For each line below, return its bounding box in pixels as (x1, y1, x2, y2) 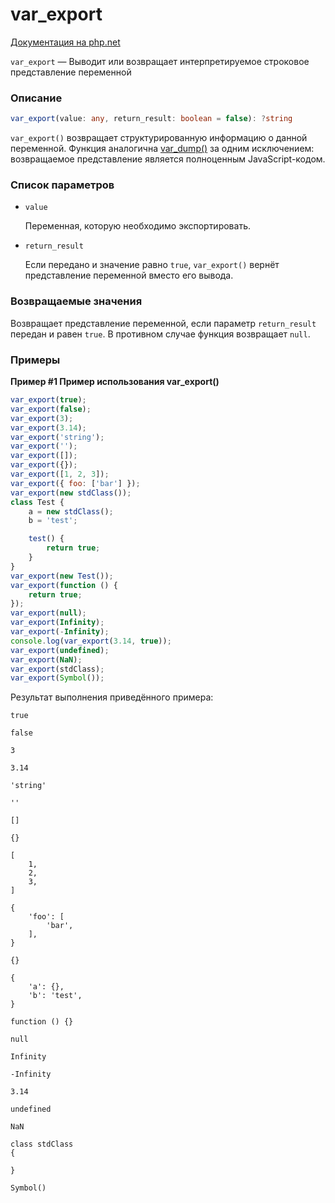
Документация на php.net (10, 36, 121, 48)
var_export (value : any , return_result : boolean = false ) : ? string (10, 114, 293, 124)
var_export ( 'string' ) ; (10, 432, 105, 442)
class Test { (10, 497, 65, 507)
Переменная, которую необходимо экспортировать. (24, 220, 251, 232)
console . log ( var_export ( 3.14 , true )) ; (10, 636, 172, 646)
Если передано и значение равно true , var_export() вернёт (24, 259, 280, 271)
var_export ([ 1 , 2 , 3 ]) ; (10, 469, 110, 479)
